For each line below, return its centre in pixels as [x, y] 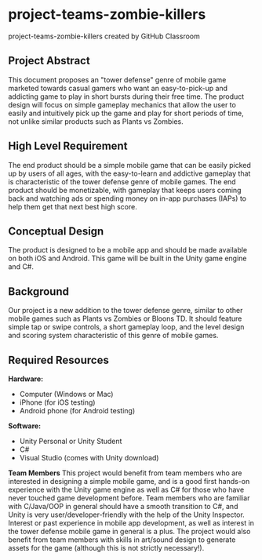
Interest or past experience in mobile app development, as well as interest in [131, 523]
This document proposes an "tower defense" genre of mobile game [117, 79]
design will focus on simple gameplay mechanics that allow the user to [122, 104]
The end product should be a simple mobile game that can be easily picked [129, 165]
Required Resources [59, 360]
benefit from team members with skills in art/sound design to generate [122, 540]
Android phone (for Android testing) [77, 411]
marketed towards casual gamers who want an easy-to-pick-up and [118, 88]
